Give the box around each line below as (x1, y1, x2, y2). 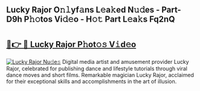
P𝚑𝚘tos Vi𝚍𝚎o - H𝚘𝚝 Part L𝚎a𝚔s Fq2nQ (24, 14, 175, 25)
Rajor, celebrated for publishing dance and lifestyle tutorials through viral (6, 65, 187, 72)
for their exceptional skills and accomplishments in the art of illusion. (6, 78, 177, 85)
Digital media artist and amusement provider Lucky (62, 58, 189, 65)
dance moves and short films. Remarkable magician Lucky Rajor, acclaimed (6, 72, 195, 78)
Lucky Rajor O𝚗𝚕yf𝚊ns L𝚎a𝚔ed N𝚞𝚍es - (6, 5, 160, 15)
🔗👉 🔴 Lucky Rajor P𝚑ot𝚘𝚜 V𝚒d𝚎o (6, 39, 137, 49)
